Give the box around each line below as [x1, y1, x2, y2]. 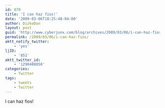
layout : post [5, 26, 32, 30]
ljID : [5, 48, 16, 53]
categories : [5, 67, 29, 72]
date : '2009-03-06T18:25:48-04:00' [5, 16, 78, 21]
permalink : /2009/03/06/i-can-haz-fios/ [5, 35, 89, 40]
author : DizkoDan [5, 21, 41, 26]
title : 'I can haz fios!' [5, 12, 58, 17]
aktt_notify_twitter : [5, 39, 50, 44]
